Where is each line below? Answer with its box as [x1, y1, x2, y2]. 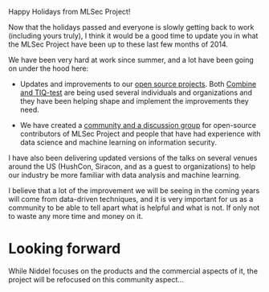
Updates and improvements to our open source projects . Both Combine [19, 80, 257, 88]
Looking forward [8, 240, 121, 258]
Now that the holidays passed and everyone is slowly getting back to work [8, 23, 255, 31]
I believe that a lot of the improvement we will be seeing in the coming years [8, 186, 260, 195]
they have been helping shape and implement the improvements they [19, 97, 249, 105]
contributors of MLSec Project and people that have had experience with [19, 129, 261, 138]
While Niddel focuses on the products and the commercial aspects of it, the [8, 265, 259, 276]
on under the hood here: [8, 64, 89, 73]
